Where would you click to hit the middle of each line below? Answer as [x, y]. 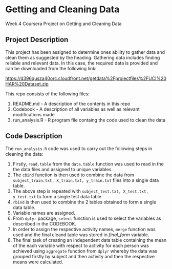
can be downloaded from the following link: [51, 68]
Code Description [34, 136]
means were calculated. [38, 262]
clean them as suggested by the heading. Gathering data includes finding [83, 57]
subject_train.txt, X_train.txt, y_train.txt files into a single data [86, 180]
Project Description [37, 40]
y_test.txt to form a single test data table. [58, 196]
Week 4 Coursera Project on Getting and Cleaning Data [63, 24]
